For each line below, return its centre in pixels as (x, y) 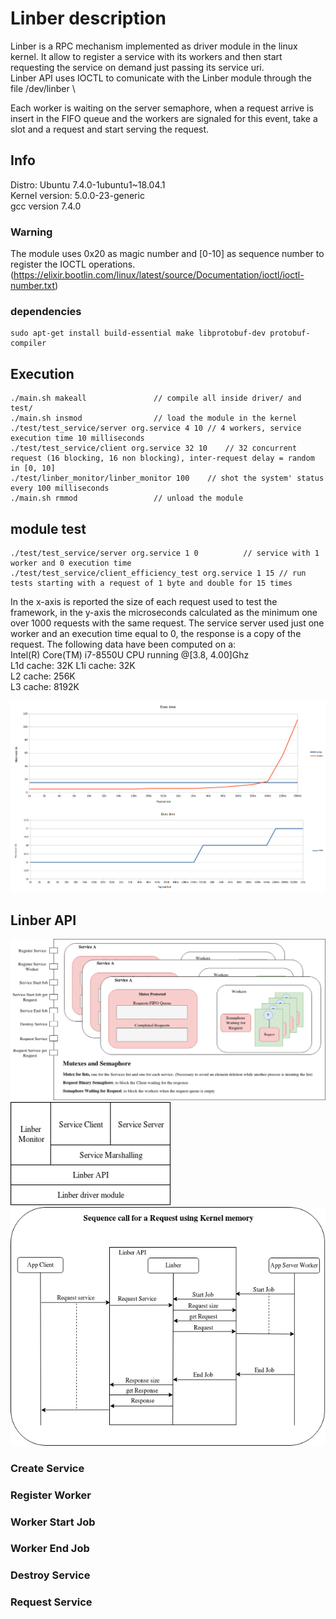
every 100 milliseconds (60, 488)
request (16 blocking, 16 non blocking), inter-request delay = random (162, 458)
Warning (31, 232)
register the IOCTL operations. (73, 264)
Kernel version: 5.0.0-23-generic (77, 195)
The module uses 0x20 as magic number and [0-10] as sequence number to (167, 254)
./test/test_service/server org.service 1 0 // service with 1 (165, 553)
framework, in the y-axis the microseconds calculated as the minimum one (164, 612)
